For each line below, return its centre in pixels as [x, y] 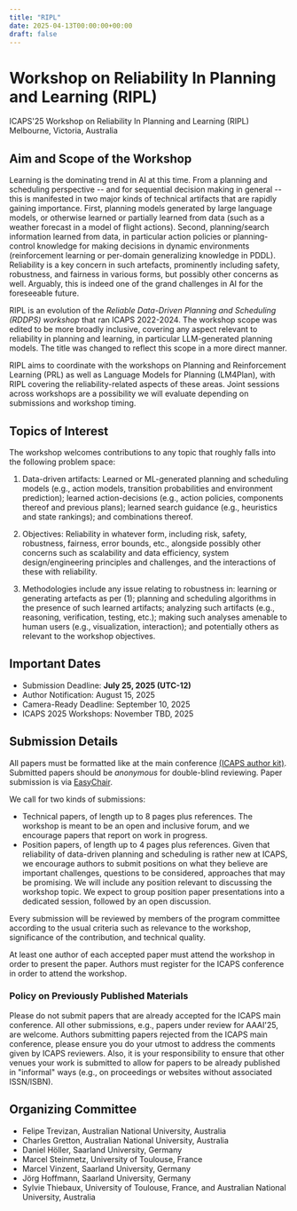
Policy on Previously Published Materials [99, 996]
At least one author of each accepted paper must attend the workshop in [142, 954]
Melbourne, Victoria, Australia [63, 131]
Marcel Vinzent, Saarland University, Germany [106, 1168]
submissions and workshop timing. [73, 403]
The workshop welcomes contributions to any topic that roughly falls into [143, 452]
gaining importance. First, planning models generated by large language [141, 209]
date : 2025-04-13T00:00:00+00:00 [71, 26]
